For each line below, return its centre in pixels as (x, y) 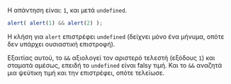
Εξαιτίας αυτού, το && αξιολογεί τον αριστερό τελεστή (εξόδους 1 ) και (111, 58)
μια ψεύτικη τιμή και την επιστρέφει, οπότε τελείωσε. (86, 73)
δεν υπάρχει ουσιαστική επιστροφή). (61, 44)
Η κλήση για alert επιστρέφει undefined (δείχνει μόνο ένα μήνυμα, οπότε (116, 36)
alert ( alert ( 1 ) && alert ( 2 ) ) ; (55, 23)
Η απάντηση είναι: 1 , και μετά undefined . (67, 10)
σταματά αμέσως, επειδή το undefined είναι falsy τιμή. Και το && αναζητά (115, 65)
